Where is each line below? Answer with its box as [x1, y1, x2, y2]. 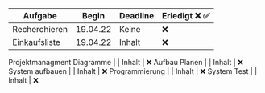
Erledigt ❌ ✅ [162, 10, 211, 21]
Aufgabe [23, 10, 58, 21]
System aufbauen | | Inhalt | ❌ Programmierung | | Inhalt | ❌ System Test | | [8, 67, 258, 75]
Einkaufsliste [12, 37, 60, 47]
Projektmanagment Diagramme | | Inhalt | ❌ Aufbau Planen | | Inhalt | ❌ [8, 58, 244, 67]
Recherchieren [12, 24, 68, 34]
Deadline [119, 10, 155, 21]
